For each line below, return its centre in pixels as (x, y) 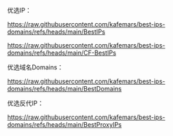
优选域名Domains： (35, 67)
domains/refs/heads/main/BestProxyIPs (64, 124)
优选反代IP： (26, 103)
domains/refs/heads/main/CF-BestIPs (62, 53)
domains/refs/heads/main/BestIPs (56, 32)
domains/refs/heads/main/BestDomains (64, 89)
